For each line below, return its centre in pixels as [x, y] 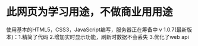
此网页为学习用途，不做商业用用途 [90, 12]
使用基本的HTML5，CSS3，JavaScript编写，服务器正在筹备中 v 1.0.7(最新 [97, 29]
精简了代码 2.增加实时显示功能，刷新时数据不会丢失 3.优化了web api [105, 37]
